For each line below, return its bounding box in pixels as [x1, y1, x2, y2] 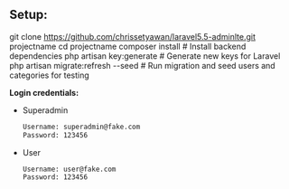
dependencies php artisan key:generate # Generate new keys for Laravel [9, 50, 281, 61]
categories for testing [9, 70, 90, 80]
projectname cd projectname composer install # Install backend [9, 41, 247, 52]
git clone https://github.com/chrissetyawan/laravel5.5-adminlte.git [9, 31, 256, 42]
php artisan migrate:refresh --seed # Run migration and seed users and [9, 60, 275, 71]
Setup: [9, 7, 48, 23]
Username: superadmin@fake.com [22, 122, 141, 131]
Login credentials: [9, 87, 79, 98]
